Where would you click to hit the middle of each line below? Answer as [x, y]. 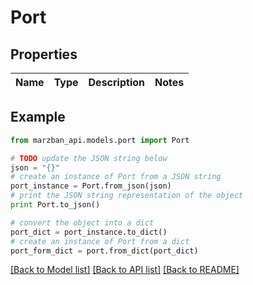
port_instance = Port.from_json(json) [91, 186]
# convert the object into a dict [82, 222]
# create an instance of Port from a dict [100, 241]
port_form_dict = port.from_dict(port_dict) [104, 251]
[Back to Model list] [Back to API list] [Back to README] [125, 270]
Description [116, 82]
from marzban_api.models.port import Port [100, 140]
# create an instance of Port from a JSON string [116, 177]
